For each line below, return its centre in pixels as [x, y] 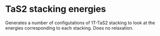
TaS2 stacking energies [56, 9]
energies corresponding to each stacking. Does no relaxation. [69, 28]
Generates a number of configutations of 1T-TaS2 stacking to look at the [80, 23]
